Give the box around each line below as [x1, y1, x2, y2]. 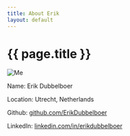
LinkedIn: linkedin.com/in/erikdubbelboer [7, 122, 123, 131]
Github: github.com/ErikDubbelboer [7, 109, 107, 117]
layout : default [7, 16, 53, 23]
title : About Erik [7, 10, 60, 17]
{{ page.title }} [7, 46, 92, 62]
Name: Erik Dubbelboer [7, 82, 73, 90]
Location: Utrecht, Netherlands [7, 95, 94, 104]
